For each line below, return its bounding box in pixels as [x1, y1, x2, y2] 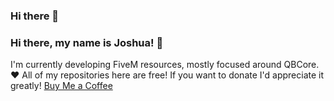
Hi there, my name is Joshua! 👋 [10, 35, 164, 49]
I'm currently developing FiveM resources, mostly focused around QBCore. [10, 59, 320, 71]
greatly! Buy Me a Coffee [10, 80, 113, 92]
